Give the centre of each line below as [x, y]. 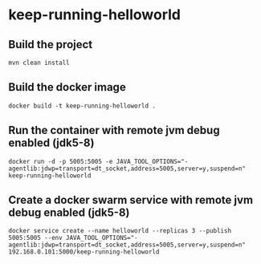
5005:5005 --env [35, 238]
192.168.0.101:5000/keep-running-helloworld [84, 252]
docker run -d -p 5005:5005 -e [61, 161]
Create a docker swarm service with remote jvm [131, 200]
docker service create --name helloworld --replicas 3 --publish [120, 231]
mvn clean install [39, 63]
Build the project [51, 45]
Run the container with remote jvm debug [114, 130]
